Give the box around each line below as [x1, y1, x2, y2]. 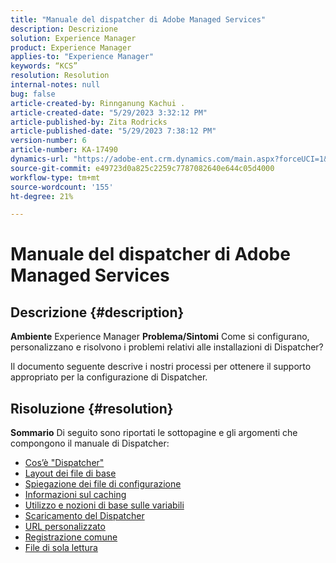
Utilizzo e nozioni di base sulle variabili [24, 499, 185, 511]
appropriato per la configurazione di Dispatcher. [10, 371, 208, 383]
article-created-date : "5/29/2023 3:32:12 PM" [10, 107, 208, 118]
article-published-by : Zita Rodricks [10, 117, 168, 127]
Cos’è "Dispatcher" [24, 457, 105, 469]
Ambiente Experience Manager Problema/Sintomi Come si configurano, [10, 331, 310, 343]
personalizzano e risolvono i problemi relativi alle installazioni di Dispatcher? [10, 341, 324, 353]
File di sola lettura [24, 542, 98, 554]
